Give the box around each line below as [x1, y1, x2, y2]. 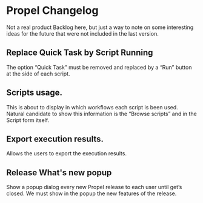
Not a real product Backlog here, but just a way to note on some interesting [6, 24, 194, 31]
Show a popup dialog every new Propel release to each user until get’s [6, 184, 182, 191]
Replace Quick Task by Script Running [6, 48, 153, 58]
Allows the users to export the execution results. [6, 150, 127, 157]
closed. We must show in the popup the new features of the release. [6, 190, 177, 197]
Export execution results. [6, 134, 104, 144]
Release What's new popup [6, 167, 112, 178]
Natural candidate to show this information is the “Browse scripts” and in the [6, 110, 197, 117]
